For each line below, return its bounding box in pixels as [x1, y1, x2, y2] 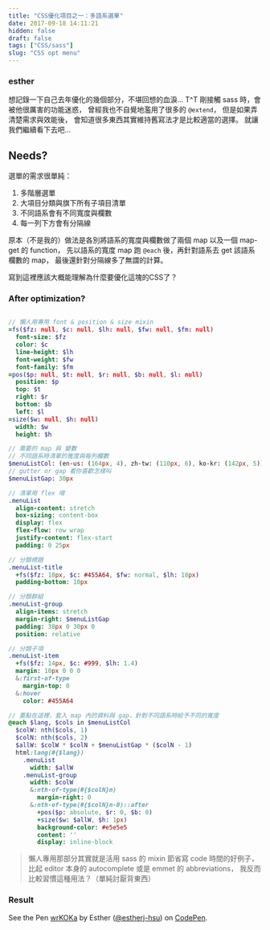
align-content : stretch [15, 504, 95, 512]
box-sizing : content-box [15, 512, 99, 520]
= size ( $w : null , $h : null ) [8, 415, 99, 423]
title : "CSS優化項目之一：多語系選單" [8, 11, 124, 20]
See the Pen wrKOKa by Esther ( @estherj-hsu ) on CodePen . [8, 912, 208, 922]
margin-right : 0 [37, 793, 92, 802]
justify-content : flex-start [15, 534, 113, 542]
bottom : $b [15, 401, 52, 409]
